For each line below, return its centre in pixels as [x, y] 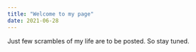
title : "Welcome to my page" [51, 14]
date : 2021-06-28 [33, 21]
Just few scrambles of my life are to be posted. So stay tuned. [99, 41]
